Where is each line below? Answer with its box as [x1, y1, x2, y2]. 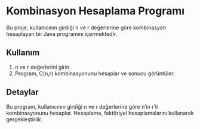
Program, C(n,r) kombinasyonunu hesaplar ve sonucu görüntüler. [14, 70, 175, 77]
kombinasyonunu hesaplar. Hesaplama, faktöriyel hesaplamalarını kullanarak [6, 109, 194, 116]
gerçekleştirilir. [6, 115, 43, 123]
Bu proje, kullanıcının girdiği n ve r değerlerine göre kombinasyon [6, 24, 167, 31]
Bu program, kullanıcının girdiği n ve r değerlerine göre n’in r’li [6, 103, 158, 110]
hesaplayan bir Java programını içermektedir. [6, 30, 118, 37]
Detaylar [6, 87, 39, 97]
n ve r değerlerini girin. [14, 63, 71, 70]
